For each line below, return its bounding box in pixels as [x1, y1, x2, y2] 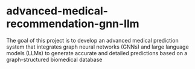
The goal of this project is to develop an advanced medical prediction [6, 37, 179, 44]
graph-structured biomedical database [6, 56, 103, 63]
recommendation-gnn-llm [6, 17, 140, 31]
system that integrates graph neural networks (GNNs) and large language [6, 43, 189, 50]
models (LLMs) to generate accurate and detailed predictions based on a [6, 49, 188, 56]
